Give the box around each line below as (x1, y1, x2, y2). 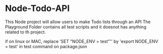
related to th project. (5, 29, 46, 35)
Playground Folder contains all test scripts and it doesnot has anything (5, 24, 146, 29)
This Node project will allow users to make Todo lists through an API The (5, 19, 151, 25)
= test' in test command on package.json (5, 43, 87, 49)
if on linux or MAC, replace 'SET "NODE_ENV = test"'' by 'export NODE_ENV (5, 38, 159, 44)
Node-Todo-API (5, 3, 70, 14)
